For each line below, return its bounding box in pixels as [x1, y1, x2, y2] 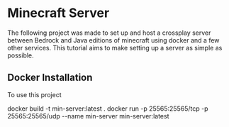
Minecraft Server [7, 5, 110, 21]
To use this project [7, 90, 62, 99]
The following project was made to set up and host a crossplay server [7, 28, 211, 37]
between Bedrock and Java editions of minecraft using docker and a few [7, 35, 220, 44]
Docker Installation [7, 72, 93, 84]
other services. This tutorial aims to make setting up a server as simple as [7, 43, 223, 52]
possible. [7, 51, 34, 60]
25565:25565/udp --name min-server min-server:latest [7, 111, 169, 120]
